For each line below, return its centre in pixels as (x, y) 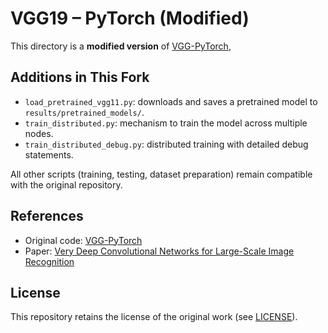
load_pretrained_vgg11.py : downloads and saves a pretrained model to (171, 101)
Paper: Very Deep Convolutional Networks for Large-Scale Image (159, 251)
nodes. (39, 133)
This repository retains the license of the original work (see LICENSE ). (154, 317)
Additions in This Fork (80, 77)
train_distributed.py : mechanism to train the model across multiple (166, 123)
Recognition (49, 261)
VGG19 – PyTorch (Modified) (130, 18)
